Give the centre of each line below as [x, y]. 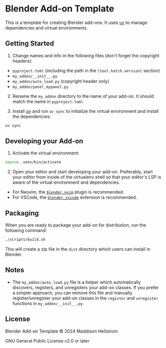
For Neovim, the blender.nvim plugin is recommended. [68, 192]
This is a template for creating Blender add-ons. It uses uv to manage [77, 22]
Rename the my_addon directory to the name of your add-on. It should [83, 96]
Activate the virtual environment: [46, 153]
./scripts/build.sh [25, 240]
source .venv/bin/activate [33, 162]
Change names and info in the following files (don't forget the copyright [86, 55]
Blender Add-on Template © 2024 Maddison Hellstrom [62, 331]
